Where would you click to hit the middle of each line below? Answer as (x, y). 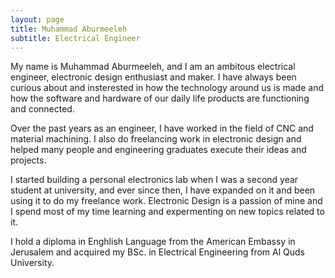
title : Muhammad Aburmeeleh (69, 29)
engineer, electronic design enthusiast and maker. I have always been (153, 77)
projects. (28, 160)
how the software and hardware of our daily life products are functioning (160, 98)
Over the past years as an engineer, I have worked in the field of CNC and (162, 128)
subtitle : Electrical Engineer (75, 38)
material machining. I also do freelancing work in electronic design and (156, 139)
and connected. (42, 109)
